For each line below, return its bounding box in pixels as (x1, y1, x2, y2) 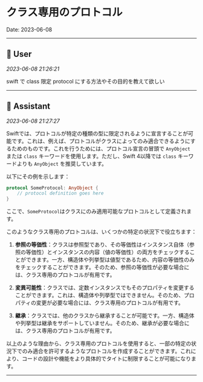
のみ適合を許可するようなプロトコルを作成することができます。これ (22, 348, 192, 355)
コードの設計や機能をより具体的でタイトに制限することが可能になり (22, 355, 192, 363)
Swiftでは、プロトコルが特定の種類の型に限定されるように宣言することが (6, 129, 188, 137)
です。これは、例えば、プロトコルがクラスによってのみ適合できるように (11, 137, 191, 144)
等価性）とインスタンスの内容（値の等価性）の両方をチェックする (25, 248, 190, 256)
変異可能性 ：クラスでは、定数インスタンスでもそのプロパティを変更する (14, 284, 195, 291)
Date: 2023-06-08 (6, 25, 53, 33)
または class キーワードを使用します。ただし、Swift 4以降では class (6, 152, 177, 160)
